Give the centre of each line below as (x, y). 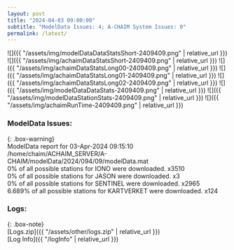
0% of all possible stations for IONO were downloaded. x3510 (96, 168)
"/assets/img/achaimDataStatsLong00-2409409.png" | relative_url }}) (117, 68)
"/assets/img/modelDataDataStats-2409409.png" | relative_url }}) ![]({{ (119, 90)
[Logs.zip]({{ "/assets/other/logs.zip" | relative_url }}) (84, 231)
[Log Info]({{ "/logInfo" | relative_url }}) (63, 239)
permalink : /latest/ (37, 33)
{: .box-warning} (31, 139)
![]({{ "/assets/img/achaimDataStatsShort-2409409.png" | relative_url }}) (112, 61)
